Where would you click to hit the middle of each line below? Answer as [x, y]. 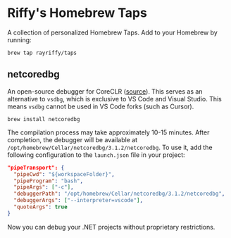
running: [19, 39]
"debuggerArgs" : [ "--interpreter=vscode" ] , [78, 201]
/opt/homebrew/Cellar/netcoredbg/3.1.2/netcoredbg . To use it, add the [110, 147]
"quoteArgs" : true [41, 207]
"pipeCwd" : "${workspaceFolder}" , [64, 174]
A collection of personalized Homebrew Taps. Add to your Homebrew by [113, 32]
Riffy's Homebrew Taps [77, 13]
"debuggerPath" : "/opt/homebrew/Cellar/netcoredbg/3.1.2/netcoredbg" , [119, 194]
